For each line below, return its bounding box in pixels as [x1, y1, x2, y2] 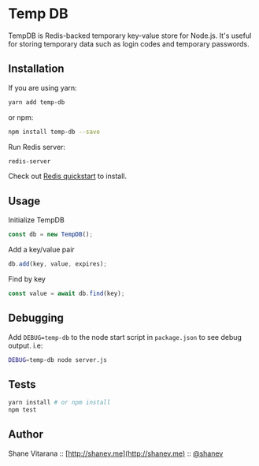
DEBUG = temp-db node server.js [8, 356, 108, 363]
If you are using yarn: [8, 83, 77, 92]
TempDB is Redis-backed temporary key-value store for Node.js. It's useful [8, 31, 252, 40]
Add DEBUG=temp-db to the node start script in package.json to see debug [8, 332, 242, 341]
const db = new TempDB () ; [8, 230, 93, 239]
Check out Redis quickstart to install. [8, 171, 128, 181]
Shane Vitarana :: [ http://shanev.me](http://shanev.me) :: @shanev [8, 449, 224, 458]
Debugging [8, 311, 65, 325]
